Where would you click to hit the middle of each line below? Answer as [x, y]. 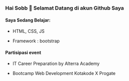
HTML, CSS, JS [28, 31]
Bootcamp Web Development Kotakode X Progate [64, 73]
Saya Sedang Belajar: [28, 20]
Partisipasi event [23, 52]
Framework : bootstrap [36, 41]
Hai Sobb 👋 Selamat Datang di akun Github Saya [65, 8]
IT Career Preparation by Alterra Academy [56, 64]
